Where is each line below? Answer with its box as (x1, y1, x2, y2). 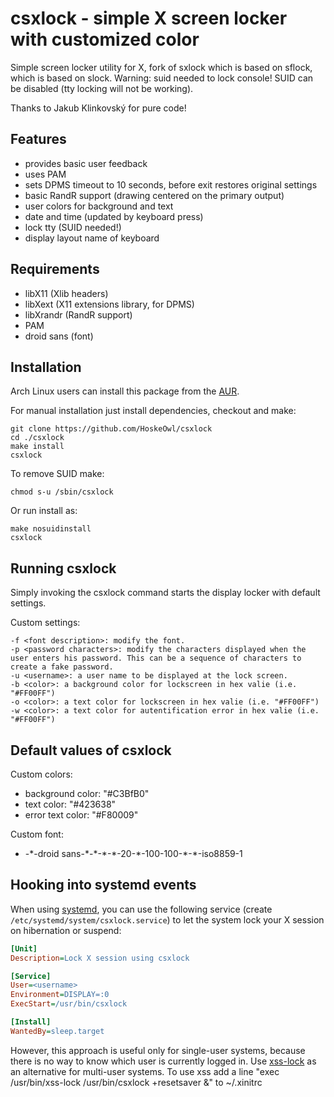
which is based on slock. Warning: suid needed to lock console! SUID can (10, 72, 314, 84)
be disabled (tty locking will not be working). (10, 82, 194, 94)
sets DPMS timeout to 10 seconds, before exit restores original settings (24, 178, 318, 191)
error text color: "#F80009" (24, 809, 139, 821)
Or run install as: (10, 505, 78, 517)
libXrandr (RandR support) (24, 308, 133, 321)
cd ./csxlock (10, 433, 65, 443)
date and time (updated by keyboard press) (24, 210, 204, 222)
